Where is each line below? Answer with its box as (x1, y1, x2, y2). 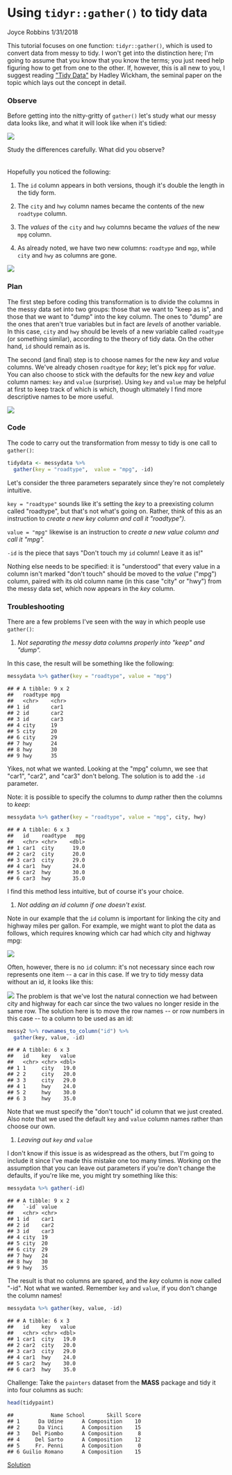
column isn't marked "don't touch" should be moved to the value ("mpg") (7, 569, 217, 578)
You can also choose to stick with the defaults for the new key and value (7, 370, 215, 379)
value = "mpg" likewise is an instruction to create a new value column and (7, 528, 219, 536)
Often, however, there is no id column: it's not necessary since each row (7, 963, 215, 971)
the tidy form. (17, 189, 57, 197)
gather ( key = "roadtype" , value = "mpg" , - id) (13, 466, 154, 473)
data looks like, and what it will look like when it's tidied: (7, 119, 167, 127)
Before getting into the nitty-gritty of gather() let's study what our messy (7, 111, 217, 120)
